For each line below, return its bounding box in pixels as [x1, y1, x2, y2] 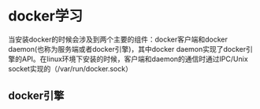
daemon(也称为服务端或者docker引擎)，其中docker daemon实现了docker [8, 44, 247, 53]
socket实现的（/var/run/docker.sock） [8, 64, 132, 73]
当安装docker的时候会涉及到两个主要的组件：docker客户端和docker [8, 35, 228, 44]
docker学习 [8, 7, 83, 25]
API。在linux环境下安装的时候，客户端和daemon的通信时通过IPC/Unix [21, 54, 248, 64]
